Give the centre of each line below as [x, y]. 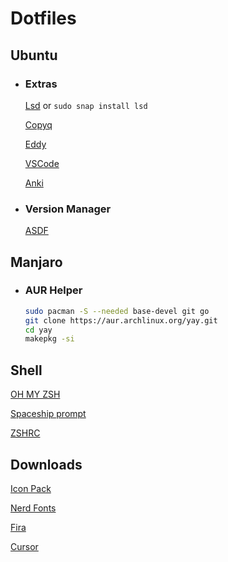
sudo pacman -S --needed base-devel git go [117, 311]
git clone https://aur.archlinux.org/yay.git [121, 320]
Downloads [46, 464]
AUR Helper [53, 290]
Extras [41, 84]
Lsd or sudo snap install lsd [86, 105]
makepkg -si [49, 339]
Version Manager [68, 209]
